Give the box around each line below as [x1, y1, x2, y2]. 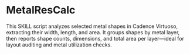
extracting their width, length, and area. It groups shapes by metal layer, [6, 28, 180, 35]
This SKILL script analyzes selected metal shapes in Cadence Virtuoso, [6, 23, 178, 30]
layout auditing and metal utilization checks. [6, 41, 113, 48]
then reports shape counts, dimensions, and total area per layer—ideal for [6, 35, 185, 42]
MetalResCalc [6, 3, 76, 17]
